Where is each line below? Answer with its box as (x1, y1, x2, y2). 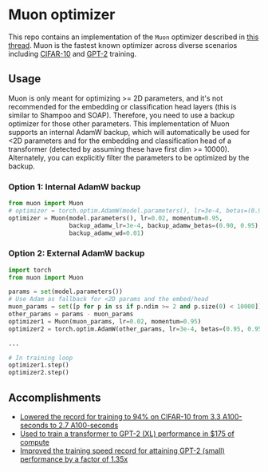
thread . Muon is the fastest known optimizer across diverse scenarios (8, 40, 238, 50)
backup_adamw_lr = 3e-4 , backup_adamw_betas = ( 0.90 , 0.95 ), (69, 221, 262, 229)
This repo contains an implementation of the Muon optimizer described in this (8, 32, 259, 42)
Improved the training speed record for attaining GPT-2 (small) (19, 446, 225, 456)
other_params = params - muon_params (8, 310, 134, 319)
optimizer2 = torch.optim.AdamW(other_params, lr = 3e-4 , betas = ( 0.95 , (8, 325, 245, 333)
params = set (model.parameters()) (8, 288, 124, 296)
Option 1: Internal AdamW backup (8, 181, 141, 192)
